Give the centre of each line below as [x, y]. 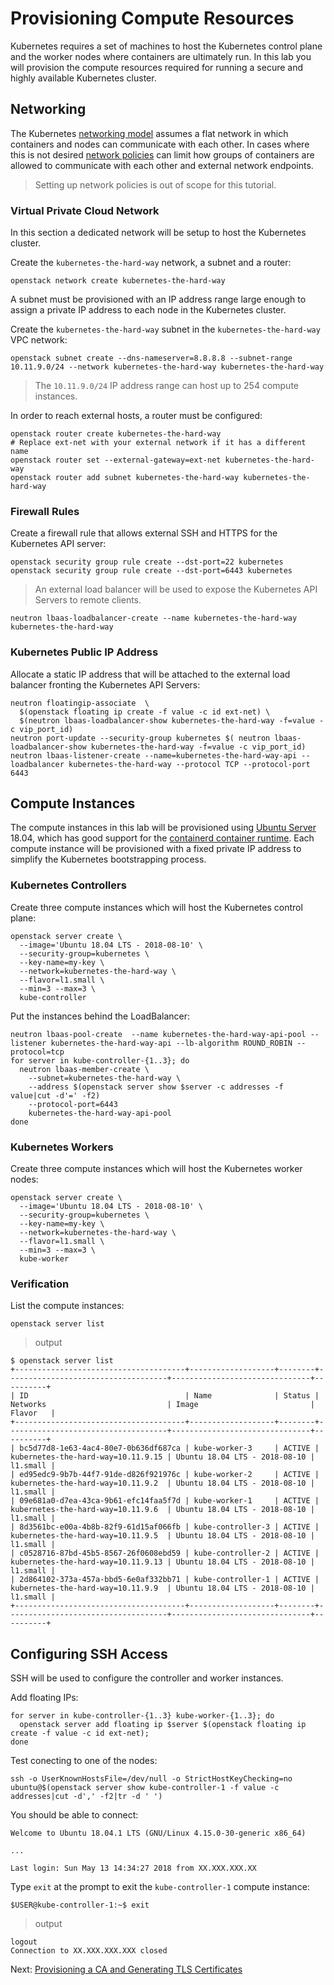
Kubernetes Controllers [68, 885]
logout [24, 1942]
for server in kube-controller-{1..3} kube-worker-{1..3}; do [142, 1716]
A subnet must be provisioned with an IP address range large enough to [158, 299]
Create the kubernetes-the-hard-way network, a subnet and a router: [151, 263]
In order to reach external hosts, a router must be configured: [136, 416]
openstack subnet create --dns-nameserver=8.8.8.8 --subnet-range [151, 358]
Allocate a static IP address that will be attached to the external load [150, 674]
